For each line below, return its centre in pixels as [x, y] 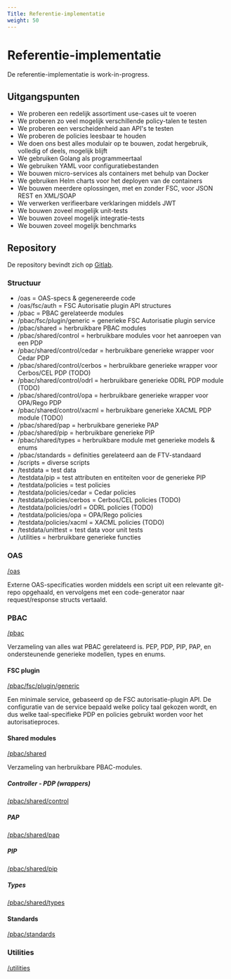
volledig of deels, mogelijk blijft [62, 151]
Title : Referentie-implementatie [56, 14]
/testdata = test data [47, 470]
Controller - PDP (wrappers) [49, 783]
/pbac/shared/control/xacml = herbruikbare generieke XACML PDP [114, 410]
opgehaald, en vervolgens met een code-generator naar [103, 592]
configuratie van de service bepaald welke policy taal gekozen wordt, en [112, 707]
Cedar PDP [33, 358]
